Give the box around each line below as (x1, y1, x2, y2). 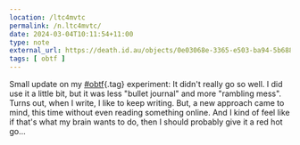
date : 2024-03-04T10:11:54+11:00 (9, 29, 134, 38)
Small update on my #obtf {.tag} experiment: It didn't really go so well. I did (9, 79, 283, 89)
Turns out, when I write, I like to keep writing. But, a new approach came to (9, 98, 285, 108)
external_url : (9, 46, 62, 55)
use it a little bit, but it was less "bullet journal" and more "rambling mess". (9, 88, 282, 99)
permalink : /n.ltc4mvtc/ (9, 21, 102, 30)
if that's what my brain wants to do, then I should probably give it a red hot (9, 117, 283, 127)
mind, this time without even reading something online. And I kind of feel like (9, 108, 290, 117)
